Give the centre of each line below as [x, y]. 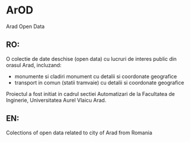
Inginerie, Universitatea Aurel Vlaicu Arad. [56, 100]
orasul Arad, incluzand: [34, 65]
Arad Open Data [25, 26]
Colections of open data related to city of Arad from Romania [79, 133]
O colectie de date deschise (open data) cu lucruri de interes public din [91, 58]
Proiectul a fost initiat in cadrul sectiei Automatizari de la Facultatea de [90, 93]
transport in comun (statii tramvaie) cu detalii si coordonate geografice [99, 82]
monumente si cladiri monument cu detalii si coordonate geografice [96, 76]
